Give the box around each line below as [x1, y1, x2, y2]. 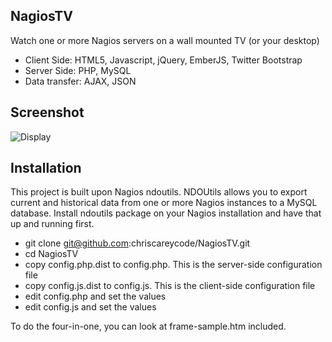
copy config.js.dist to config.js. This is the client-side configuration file [24, 280, 316, 292]
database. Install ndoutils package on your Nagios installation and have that [10, 207, 322, 219]
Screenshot [10, 104, 85, 121]
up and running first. [10, 218, 95, 230]
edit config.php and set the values [24, 290, 167, 303]
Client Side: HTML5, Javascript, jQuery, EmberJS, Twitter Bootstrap [24, 54, 303, 66]
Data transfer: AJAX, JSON [24, 75, 137, 87]
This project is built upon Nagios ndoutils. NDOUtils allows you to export [10, 186, 308, 198]
